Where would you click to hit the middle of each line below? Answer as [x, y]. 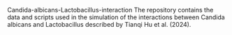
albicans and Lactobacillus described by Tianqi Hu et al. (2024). [99, 24]
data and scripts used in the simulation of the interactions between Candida [116, 17]
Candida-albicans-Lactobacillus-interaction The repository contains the [110, 10]
